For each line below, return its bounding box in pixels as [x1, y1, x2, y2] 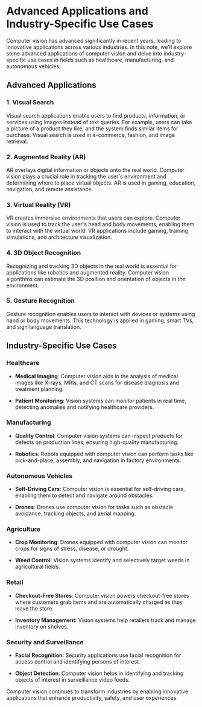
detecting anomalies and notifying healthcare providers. [14, 403, 154, 411]
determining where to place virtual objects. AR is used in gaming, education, [6, 179, 196, 186]
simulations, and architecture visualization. [6, 233, 113, 241]
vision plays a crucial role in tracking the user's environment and [6, 173, 167, 180]
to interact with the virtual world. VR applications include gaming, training [6, 227, 189, 235]
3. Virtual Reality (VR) [6, 200, 71, 209]
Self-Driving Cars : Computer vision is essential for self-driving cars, [14, 486, 185, 493]
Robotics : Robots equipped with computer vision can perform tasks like [14, 450, 194, 457]
